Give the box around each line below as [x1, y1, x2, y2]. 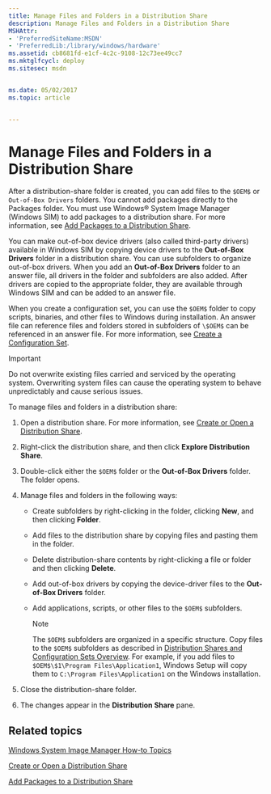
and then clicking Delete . [32, 564, 116, 573]
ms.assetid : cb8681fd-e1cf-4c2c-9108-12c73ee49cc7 [8, 49, 183, 57]
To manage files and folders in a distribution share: [8, 402, 178, 412]
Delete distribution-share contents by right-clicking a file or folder [32, 555, 252, 564]
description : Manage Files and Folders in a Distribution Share [8, 19, 230, 27]
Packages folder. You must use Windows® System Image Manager [8, 204, 231, 213]
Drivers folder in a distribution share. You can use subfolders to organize [8, 254, 252, 264]
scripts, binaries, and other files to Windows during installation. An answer [8, 312, 256, 322]
